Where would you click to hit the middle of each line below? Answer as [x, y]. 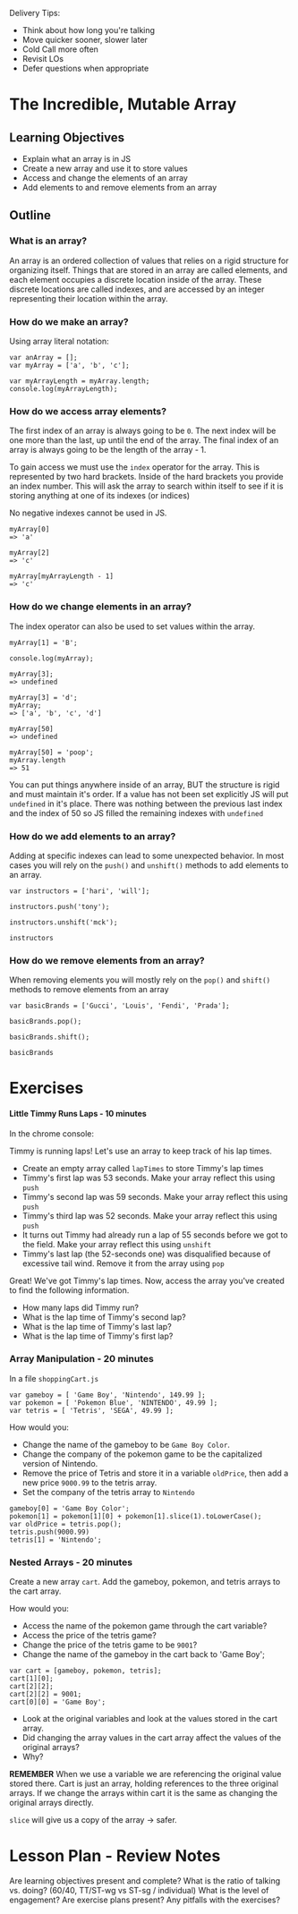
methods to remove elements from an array [89, 990]
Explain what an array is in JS [77, 159]
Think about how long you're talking [88, 30]
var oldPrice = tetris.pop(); [66, 1524]
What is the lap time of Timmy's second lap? [104, 1317]
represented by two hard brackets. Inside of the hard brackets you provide [146, 477]
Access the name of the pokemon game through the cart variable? [145, 1626]
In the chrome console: [52, 1133]
